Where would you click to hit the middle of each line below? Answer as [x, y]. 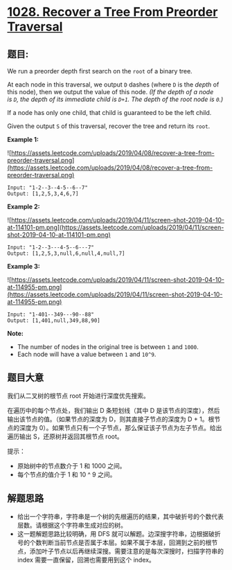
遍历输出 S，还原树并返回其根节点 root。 [65, 436]
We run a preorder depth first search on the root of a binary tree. [100, 71]
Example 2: [24, 206]
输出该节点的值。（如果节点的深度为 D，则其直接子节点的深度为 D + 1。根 [111, 419]
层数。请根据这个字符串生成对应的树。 [72, 525]
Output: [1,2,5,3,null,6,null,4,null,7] [66, 253]
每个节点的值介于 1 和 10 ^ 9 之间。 [66, 474]
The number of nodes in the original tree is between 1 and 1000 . [108, 347]
